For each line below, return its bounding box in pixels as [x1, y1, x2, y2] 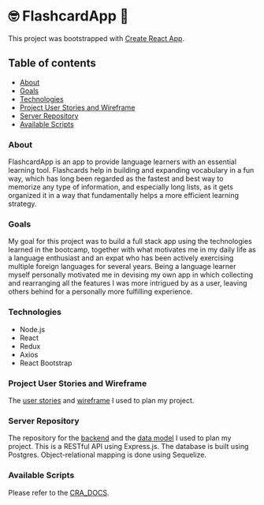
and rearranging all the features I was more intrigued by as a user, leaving [8, 279, 247, 288]
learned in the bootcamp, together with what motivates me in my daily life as [8, 245, 256, 255]
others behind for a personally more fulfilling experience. [8, 287, 193, 297]
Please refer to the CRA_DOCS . [8, 488, 110, 497]
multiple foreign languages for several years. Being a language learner [8, 262, 236, 271]
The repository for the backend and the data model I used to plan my [8, 433, 232, 443]
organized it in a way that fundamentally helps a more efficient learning [8, 191, 239, 200]
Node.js [19, 324, 46, 334]
